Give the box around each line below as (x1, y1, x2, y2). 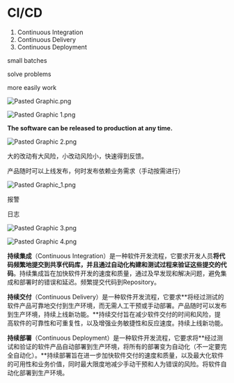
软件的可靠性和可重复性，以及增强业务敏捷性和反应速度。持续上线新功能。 (13, 319, 227, 327)
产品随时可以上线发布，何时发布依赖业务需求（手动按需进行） (7, 166, 185, 175)
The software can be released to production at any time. (7, 123, 173, 132)
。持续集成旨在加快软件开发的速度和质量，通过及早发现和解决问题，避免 (13, 269, 221, 277)
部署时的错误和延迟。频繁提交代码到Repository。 (19, 278, 160, 286)
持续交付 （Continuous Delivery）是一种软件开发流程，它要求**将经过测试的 (7, 292, 224, 301)
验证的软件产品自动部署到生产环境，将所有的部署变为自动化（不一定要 (19, 342, 221, 350)
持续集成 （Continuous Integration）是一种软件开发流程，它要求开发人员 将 (7, 251, 219, 260)
